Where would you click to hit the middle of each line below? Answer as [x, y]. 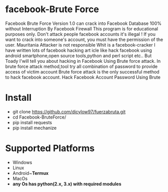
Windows [22, 162]
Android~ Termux [31, 173]
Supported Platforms [50, 148]
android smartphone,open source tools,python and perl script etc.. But [78, 55]
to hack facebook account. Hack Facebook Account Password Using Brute [83, 77]
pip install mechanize [35, 128]
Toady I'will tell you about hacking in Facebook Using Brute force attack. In [83, 61]
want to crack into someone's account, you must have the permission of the [84, 40]
